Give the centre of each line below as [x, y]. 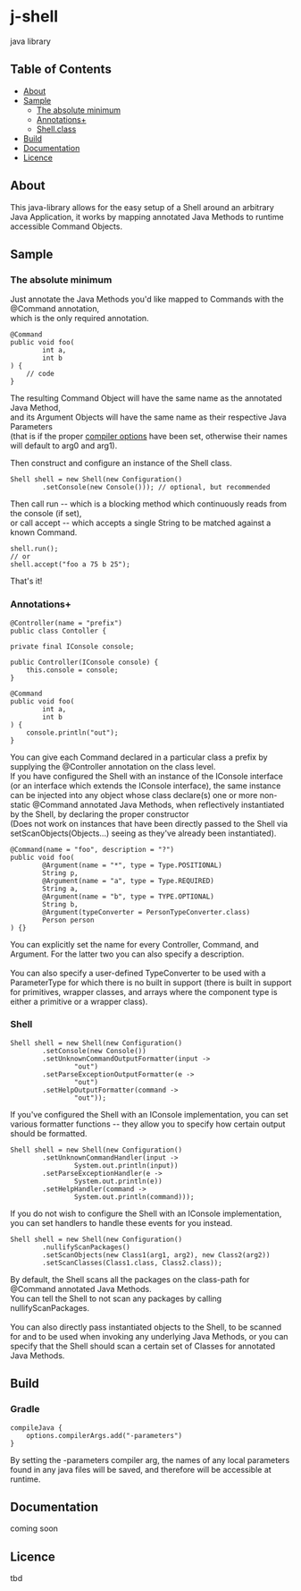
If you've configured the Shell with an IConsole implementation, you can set [149, 1114]
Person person [68, 920]
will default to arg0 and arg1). [64, 446]
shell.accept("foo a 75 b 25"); [70, 565]
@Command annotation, [55, 309]
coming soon [34, 1528]
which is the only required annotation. [80, 319]
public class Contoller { [58, 631]
